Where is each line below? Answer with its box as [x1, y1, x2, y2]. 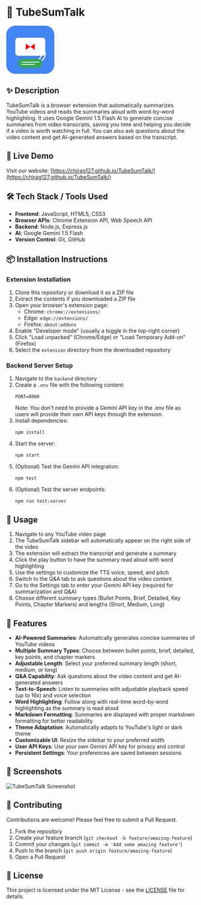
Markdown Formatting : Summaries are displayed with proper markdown [14, 711, 195, 718]
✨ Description [6, 85, 59, 96]
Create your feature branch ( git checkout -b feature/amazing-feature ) [14, 834, 193, 841]
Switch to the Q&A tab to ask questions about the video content [14, 575, 172, 583]
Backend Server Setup [6, 361, 73, 369]
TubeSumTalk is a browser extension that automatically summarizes [6, 102, 174, 109]
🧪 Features [6, 618, 47, 628]
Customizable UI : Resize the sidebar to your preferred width [14, 736, 165, 743]
